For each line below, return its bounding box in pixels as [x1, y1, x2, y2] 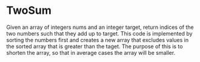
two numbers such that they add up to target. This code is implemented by [6, 29, 193, 37]
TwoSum [6, 4, 52, 17]
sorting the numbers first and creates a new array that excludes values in [6, 36, 189, 43]
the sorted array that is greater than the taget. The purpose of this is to [6, 43, 183, 50]
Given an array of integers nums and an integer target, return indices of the [6, 23, 194, 31]
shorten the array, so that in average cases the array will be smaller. [6, 49, 176, 56]
